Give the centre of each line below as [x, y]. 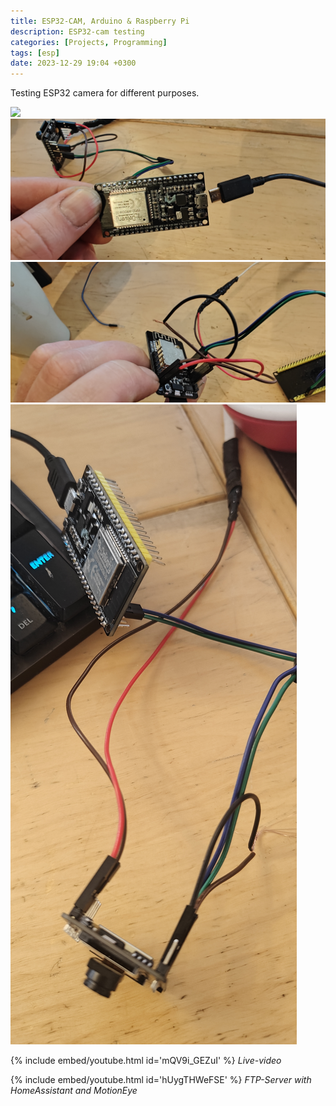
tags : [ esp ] [35, 53]
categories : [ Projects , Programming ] [89, 42]
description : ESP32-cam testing [77, 31]
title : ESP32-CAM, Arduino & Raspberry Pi [100, 21]
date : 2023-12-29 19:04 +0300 [73, 63]
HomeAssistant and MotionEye [74, 1090]
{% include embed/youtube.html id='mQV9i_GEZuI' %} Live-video [146, 1060]
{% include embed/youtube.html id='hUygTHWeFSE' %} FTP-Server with [161, 1079]
